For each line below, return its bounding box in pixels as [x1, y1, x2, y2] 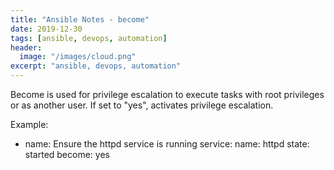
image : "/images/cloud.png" [19, 52, 137, 62]
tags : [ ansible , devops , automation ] [10, 33, 168, 43]
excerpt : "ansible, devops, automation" [10, 61, 182, 71]
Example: [10, 119, 49, 130]
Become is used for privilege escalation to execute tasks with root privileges [10, 89, 325, 100]
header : [10, 42, 43, 53]
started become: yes [24, 149, 110, 160]
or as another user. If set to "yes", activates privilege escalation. [10, 99, 274, 111]
